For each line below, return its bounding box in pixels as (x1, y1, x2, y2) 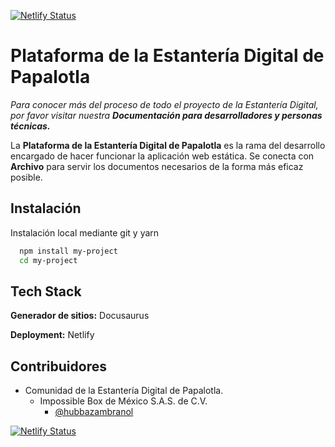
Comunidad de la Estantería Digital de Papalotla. (24, 385, 224, 397)
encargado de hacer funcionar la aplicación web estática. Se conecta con (10, 150, 315, 162)
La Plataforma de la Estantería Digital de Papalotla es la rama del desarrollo (10, 139, 326, 151)
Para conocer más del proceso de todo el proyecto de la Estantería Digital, (10, 98, 319, 110)
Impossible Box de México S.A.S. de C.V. (39, 395, 208, 407)
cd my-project (19, 255, 78, 265)
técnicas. (10, 120, 51, 132)
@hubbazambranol (54, 406, 134, 418)
